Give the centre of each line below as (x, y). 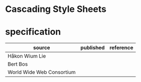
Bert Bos (18, 64)
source (42, 48)
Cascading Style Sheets (56, 9)
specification (33, 32)
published (93, 48)
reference (121, 48)
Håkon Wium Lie (27, 56)
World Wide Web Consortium (42, 72)
